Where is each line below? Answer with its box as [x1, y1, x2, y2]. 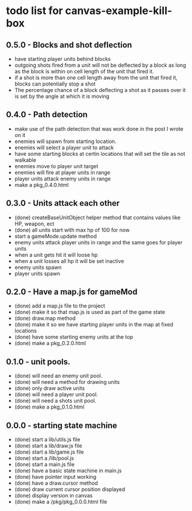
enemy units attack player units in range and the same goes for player [14, 239, 183, 246]
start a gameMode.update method [14, 233, 97, 240]
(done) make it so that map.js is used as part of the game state [14, 309, 165, 316]
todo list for [6, 4, 63, 18]
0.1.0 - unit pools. [6, 356, 71, 367]
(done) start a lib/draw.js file [14, 442, 83, 449]
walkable [14, 156, 37, 163]
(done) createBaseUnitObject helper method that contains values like [14, 214, 181, 221]
